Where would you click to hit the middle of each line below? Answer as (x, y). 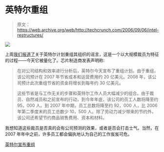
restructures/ (30, 35)
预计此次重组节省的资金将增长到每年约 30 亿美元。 (72, 83)
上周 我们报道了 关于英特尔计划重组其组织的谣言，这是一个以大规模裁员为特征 (82, 54)
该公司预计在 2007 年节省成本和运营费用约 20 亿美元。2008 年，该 (84, 76)
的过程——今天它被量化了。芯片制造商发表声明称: (55, 60)
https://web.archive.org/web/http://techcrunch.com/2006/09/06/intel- (88, 30)
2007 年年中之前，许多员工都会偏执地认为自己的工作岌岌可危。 (69, 134)
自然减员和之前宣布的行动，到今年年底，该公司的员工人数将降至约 (92, 99)
